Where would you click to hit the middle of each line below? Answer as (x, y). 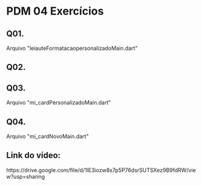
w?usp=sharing (26, 176)
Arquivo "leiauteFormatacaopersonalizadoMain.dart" (72, 48)
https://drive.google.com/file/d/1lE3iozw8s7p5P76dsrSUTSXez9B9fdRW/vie (101, 170)
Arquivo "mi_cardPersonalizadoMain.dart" (59, 103)
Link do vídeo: (33, 155)
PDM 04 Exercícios (55, 11)
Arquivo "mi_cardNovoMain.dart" (48, 136)
